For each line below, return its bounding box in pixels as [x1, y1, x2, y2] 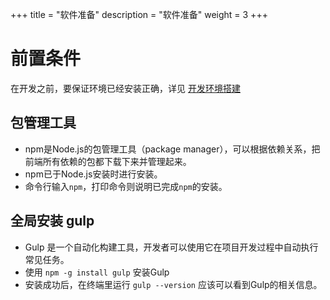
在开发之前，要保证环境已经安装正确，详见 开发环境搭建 [10, 82, 241, 94]
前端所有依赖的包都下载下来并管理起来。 [24, 155, 192, 167]
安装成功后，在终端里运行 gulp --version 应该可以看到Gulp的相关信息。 [24, 278, 323, 290]
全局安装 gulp [10, 213, 95, 230]
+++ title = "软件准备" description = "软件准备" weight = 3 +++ [10, 9, 268, 20]
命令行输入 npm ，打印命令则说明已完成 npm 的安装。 [24, 180, 228, 192]
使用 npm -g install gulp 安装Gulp [24, 266, 170, 278]
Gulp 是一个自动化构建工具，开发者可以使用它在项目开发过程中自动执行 [24, 241, 319, 253]
